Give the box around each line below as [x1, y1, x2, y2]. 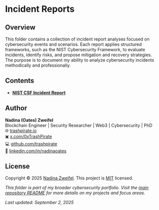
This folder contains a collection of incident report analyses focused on [5, 36, 150, 42]
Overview [5, 23, 36, 32]
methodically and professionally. [5, 63, 71, 68]
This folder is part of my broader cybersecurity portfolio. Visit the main [5, 185, 149, 191]
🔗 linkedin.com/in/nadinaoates [5, 148, 67, 154]
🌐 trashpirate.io [5, 127, 37, 134]
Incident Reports [5, 3, 75, 15]
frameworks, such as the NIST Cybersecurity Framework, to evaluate [5, 47, 145, 52]
